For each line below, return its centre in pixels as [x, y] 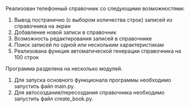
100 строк [26, 57]
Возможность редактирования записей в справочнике [83, 38]
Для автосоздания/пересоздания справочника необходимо [89, 92]
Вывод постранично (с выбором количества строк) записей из [93, 20]
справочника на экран [42, 26]
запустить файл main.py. [45, 86]
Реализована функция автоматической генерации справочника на [97, 51]
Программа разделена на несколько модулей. [64, 69]
